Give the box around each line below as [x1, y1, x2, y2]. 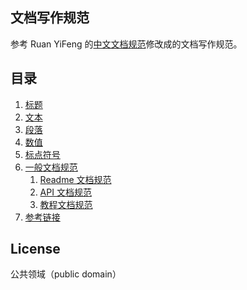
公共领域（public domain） [10, 268, 122, 280]
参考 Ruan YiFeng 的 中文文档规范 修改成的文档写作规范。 [10, 38, 243, 50]
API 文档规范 [39, 186, 92, 198]
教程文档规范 [39, 198, 93, 210]
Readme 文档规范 [39, 173, 112, 185]
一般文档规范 [24, 161, 78, 173]
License [10, 241, 61, 258]
